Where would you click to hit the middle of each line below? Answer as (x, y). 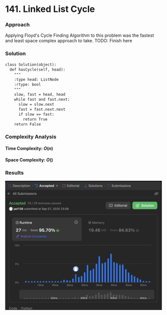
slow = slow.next (36, 104)
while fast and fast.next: (42, 99)
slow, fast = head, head (40, 94)
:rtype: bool (28, 84)
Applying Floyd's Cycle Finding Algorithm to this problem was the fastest (80, 35)
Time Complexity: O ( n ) (29, 149)
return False (28, 124)
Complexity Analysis (31, 137)
